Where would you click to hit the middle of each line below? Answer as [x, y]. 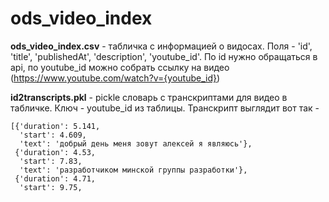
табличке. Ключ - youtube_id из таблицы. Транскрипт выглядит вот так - [165, 108]
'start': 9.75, [51, 187]
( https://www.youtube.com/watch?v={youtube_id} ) [115, 78]
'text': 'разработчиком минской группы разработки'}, [133, 170]
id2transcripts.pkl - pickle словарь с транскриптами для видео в [149, 97]
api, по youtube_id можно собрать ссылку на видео [120, 67]
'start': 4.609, [53, 135]
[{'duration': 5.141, [55, 126]
